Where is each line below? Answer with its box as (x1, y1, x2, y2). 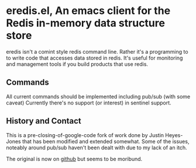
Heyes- (165, 131, 183, 138)
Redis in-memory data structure (6, 16, 166, 30)
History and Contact (6, 116, 81, 126)
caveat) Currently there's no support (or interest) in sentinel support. (6, 99, 171, 106)
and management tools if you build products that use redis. (6, 60, 148, 68)
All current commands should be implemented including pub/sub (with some (6, 93, 191, 100)
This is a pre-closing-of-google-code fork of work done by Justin (6, 131, 164, 138)
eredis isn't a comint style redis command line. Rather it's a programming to (6, 48, 188, 55)
